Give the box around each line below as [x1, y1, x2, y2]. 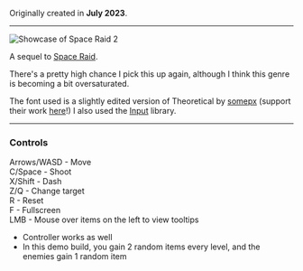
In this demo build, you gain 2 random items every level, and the [22, 241, 261, 252]
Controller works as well [22, 232, 113, 243]
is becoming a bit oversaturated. [9, 79, 130, 89]
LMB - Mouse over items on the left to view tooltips [9, 214, 199, 225]
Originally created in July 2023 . [9, 8, 128, 18]
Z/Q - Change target [9, 185, 86, 197]
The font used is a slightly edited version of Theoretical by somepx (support [9, 96, 291, 107]
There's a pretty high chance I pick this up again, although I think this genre [9, 69, 290, 79]
